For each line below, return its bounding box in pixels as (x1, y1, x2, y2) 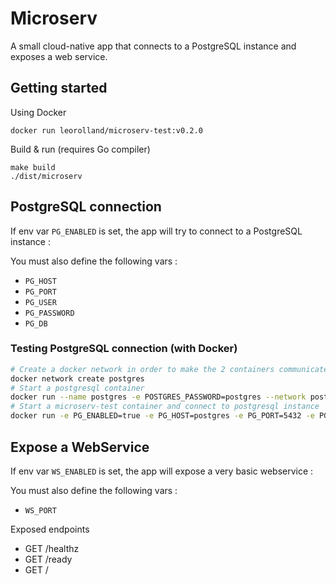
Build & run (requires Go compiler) (10, 143, 151, 155)
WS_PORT (24, 505, 57, 516)
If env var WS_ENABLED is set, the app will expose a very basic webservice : (10, 465, 314, 477)
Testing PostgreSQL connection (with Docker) (10, 342, 238, 356)
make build (10, 162, 56, 172)
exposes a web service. (10, 50, 108, 62)
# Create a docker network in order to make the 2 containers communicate (10, 364, 329, 374)
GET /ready (24, 553, 73, 565)
